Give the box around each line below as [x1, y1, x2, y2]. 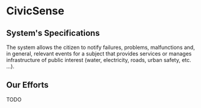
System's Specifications [6, 28, 100, 38]
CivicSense [6, 4, 64, 18]
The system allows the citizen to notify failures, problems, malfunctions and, [6, 44, 196, 51]
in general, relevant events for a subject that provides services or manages [6, 50, 192, 57]
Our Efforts [6, 80, 49, 90]
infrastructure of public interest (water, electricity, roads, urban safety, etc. [6, 57, 191, 63]
